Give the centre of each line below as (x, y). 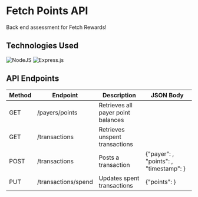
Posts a (109, 157)
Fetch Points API (47, 11)
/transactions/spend (65, 182)
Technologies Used (42, 46)
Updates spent (119, 178)
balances (111, 120)
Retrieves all (115, 105)
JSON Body (167, 95)
